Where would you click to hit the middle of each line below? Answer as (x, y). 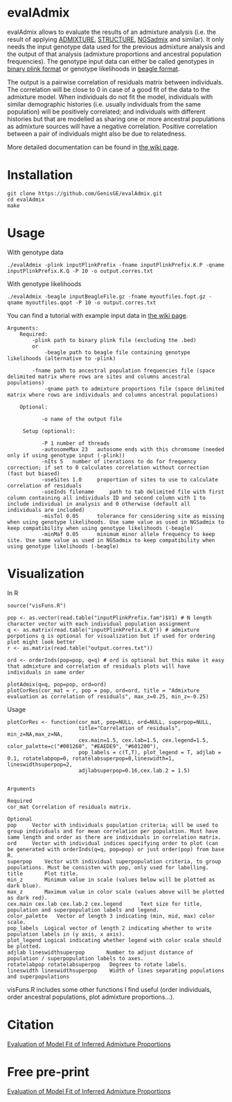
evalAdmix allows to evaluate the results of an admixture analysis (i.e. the (112, 32)
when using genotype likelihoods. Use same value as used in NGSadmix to (116, 522)
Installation (40, 175)
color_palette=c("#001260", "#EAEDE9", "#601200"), (83, 746)
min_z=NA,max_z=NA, (35, 734)
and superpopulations (38, 977)
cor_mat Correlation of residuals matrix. (69, 807)
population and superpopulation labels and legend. (83, 910)
